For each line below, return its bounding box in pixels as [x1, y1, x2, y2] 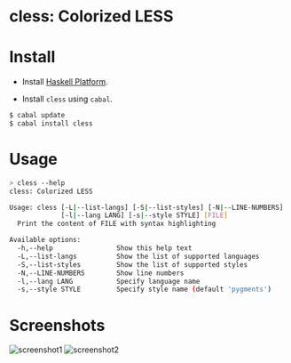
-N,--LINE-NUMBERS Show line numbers [17, 269, 185, 278]
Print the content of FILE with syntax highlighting [17, 220, 216, 229]
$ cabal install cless [9, 119, 93, 128]
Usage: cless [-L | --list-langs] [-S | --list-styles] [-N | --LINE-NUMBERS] [9, 203, 284, 212]
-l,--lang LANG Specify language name [17, 277, 201, 286]
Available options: [9, 236, 82, 245]
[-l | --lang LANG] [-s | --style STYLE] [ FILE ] [60, 211, 228, 220]
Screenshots [9, 315, 106, 335]
